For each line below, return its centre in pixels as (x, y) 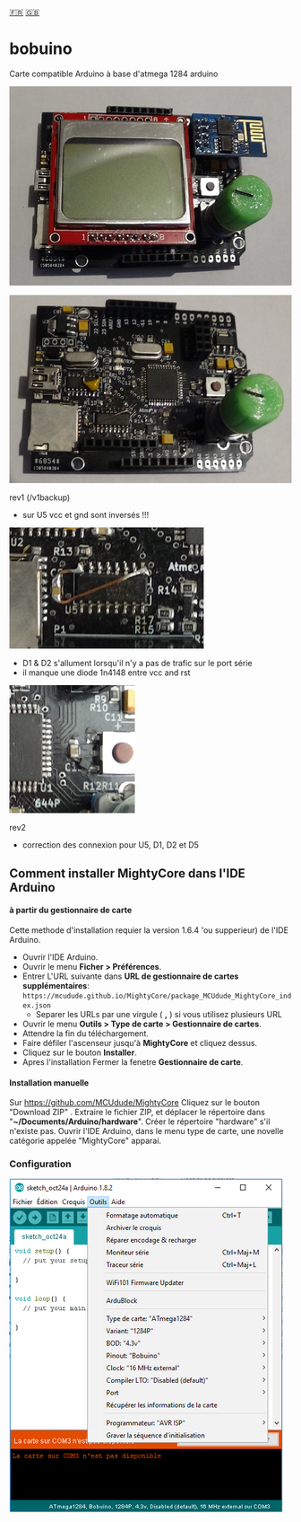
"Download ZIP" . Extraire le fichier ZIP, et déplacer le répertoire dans (138, 1113)
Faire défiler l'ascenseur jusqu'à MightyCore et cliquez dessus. (140, 1043)
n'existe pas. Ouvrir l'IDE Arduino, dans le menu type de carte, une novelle (146, 1131)
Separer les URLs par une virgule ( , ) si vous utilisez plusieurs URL (159, 1014)
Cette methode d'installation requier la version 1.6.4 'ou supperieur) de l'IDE (149, 930)
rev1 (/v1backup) (40, 497)
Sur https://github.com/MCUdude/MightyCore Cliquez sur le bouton (134, 1103)
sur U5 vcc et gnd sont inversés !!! (86, 515)
